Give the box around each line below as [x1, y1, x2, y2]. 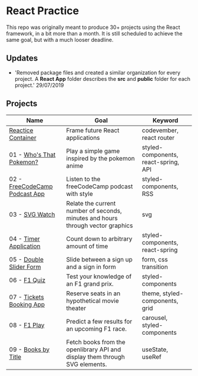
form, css [141, 255, 168, 263]
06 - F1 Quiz [9, 276, 46, 284]
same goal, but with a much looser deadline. [6, 36, 114, 43]
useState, [141, 345, 169, 354]
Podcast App [9, 189, 45, 198]
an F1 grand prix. [66, 279, 114, 287]
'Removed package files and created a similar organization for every [14, 69, 181, 76]
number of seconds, [66, 207, 122, 215]
